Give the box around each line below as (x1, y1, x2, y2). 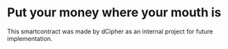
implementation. (7, 34, 53, 42)
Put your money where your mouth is (7, 5, 222, 20)
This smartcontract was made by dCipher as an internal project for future (7, 27, 214, 35)
